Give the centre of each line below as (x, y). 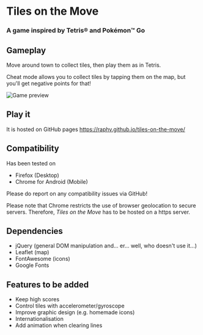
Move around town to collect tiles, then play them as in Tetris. (84, 65)
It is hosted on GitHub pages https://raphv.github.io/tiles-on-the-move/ (96, 129)
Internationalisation (39, 319)
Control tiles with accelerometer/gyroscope (70, 306)
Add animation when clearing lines (59, 325)
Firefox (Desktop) (37, 175)
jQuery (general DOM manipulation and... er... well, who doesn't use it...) (106, 246)
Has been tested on (31, 163)
